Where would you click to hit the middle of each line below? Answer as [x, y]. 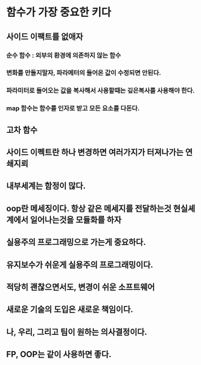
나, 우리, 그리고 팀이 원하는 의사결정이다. [77, 332]
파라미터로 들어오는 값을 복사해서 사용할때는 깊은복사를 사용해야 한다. [101, 91]
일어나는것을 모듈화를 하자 [76, 220]
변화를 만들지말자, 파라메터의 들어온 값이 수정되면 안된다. [84, 73]
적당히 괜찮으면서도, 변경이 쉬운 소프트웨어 [81, 287]
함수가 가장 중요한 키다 [59, 12]
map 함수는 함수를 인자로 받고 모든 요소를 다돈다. [73, 108]
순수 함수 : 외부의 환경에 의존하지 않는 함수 [64, 55]
